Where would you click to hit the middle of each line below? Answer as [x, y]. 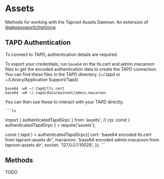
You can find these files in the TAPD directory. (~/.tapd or [63, 74]
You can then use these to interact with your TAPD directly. [64, 102]
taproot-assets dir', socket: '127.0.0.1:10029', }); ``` [55, 145]
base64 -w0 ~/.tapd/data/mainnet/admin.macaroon [56, 93]
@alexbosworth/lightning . [31, 27]
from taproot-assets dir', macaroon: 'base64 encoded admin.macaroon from [82, 139]
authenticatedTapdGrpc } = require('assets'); [50, 125]
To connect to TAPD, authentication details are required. [62, 54]
